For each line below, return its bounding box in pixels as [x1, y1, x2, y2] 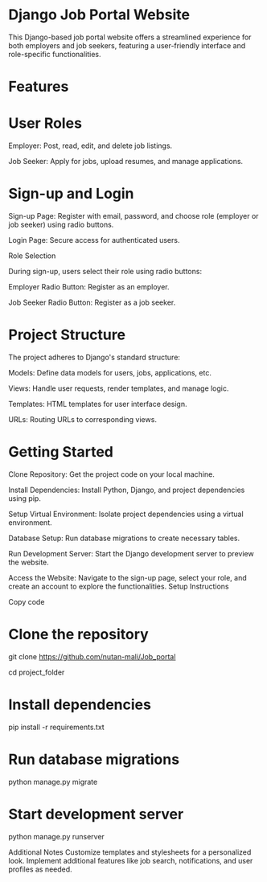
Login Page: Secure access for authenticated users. [8, 236, 180, 244]
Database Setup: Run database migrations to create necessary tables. [8, 533, 240, 543]
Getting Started [8, 443, 114, 462]
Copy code [8, 597, 45, 606]
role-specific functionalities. [8, 49, 102, 59]
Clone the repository [8, 626, 149, 644]
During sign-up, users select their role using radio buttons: [8, 267, 203, 276]
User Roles [8, 114, 83, 133]
